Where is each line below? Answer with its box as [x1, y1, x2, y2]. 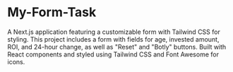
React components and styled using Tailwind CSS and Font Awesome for [7, 50, 219, 59]
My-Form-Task [7, 4, 97, 20]
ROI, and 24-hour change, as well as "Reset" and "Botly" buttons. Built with [7, 42, 227, 51]
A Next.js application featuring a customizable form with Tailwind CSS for [7, 28, 220, 36]
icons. [7, 57, 25, 66]
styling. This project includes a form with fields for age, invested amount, [7, 35, 220, 43]
